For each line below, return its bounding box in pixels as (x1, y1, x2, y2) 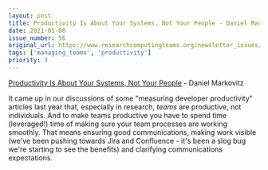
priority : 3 (8, 57, 48, 65)
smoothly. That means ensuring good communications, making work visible (8, 127, 257, 136)
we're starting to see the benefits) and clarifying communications (8, 144, 223, 154)
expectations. (8, 152, 53, 162)
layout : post (8, 11, 52, 20)
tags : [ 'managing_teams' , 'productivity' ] (8, 49, 152, 57)
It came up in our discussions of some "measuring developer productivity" (8, 93, 254, 103)
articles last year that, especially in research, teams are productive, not (8, 101, 242, 112)
